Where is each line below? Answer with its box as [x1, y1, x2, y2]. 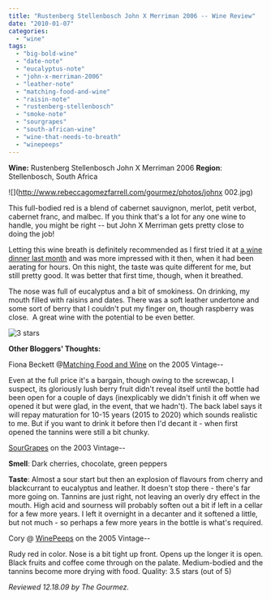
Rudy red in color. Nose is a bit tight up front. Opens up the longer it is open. [8, 549, 264, 559]
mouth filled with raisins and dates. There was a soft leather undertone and [8, 294, 260, 305]
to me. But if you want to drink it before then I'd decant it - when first [8, 418, 239, 428]
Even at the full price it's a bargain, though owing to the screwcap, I [8, 375, 234, 385]
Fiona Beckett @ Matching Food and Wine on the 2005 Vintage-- [8, 359, 224, 369]
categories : [8, 27, 49, 35]
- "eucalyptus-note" [15, 65, 85, 73]
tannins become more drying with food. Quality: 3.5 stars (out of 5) [8, 566, 232, 576]
